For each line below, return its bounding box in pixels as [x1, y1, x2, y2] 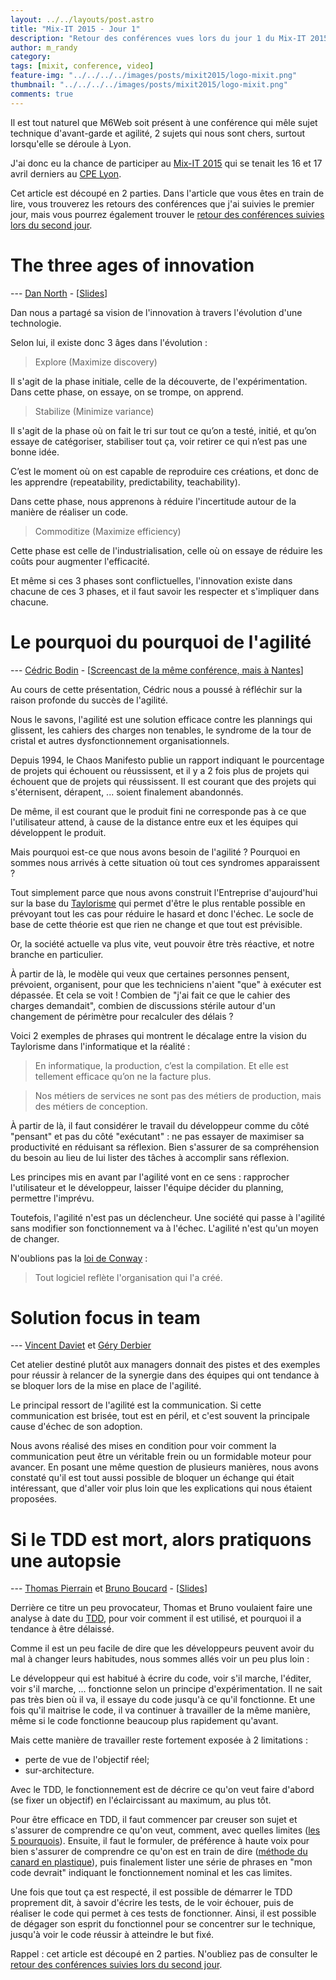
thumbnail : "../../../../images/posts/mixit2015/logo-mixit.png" [10, 80, 288, 90]
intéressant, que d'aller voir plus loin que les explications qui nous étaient [10, 1482, 313, 1495]
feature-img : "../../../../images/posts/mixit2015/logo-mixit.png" [10, 71, 298, 81]
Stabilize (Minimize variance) [34, 405, 155, 417]
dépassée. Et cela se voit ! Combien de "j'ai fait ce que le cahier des [10, 989, 291, 1001]
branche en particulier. [10, 948, 104, 960]
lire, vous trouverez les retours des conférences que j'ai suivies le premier [10, 197, 315, 210]
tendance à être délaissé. [10, 1623, 115, 1635]
